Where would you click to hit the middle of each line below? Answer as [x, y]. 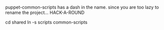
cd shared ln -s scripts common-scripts [46, 22]
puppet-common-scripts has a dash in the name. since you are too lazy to [82, 7]
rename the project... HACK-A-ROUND [45, 12]
